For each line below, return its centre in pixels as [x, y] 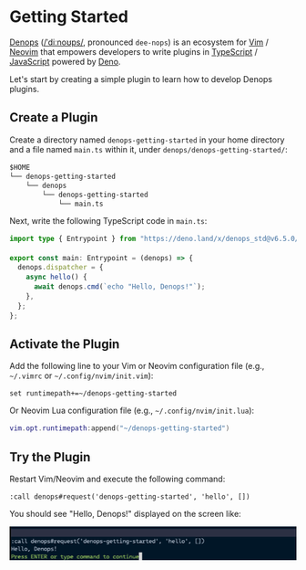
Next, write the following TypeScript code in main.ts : [108, 220]
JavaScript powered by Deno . [65, 61]
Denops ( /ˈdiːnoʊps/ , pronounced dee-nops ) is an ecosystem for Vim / [139, 42]
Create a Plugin [54, 117]
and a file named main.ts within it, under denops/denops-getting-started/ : [149, 149]
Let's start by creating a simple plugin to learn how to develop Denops [141, 79]
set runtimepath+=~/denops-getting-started [93, 394]
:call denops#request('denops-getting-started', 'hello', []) [130, 497]
